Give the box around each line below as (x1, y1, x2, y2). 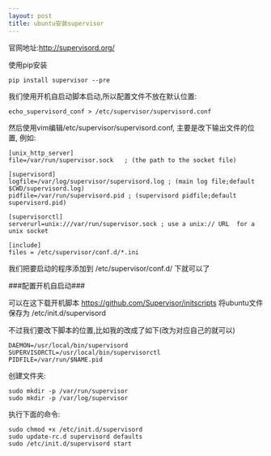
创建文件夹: (8, 370, 47, 381)
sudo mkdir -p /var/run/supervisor (8, 386, 129, 395)
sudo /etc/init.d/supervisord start (8, 439, 132, 448)
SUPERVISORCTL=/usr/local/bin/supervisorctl (8, 348, 161, 356)
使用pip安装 (8, 60, 48, 70)
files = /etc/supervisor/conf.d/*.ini (8, 248, 139, 256)
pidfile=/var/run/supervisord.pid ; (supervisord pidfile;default (8, 191, 237, 199)
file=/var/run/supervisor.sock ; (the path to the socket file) (8, 156, 237, 164)
